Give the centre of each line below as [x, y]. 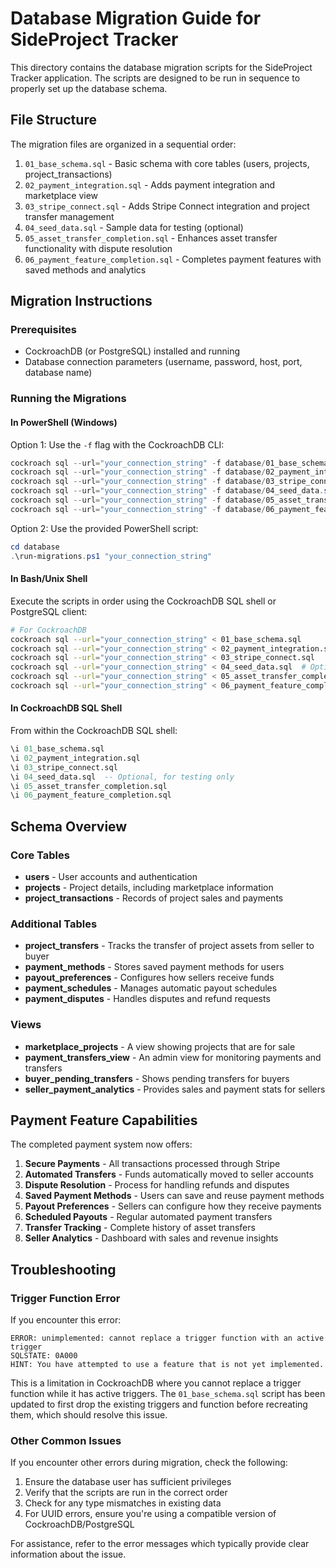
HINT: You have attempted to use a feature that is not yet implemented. [167, 1365]
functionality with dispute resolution [98, 248]
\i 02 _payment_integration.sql [75, 758]
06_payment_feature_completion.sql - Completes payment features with [173, 259]
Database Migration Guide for [136, 18]
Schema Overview [69, 826]
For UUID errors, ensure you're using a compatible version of [150, 1514]
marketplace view [61, 195]
